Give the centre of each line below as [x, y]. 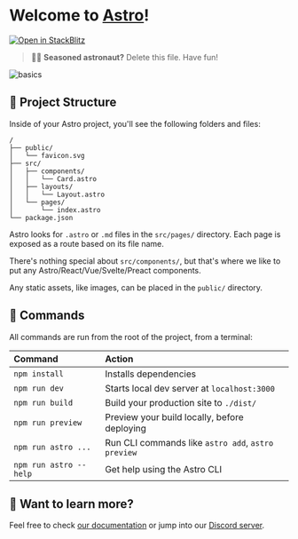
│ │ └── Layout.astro [57, 194]
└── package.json [41, 218]
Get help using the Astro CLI [164, 469]
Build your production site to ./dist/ [181, 402]
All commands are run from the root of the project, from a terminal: [131, 337]
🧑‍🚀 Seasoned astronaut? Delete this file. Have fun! [125, 57]
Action [119, 359]
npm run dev [39, 388]
